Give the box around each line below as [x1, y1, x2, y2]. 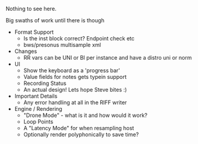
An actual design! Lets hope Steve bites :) [23, 86, 127, 93]
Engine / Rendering [14, 105, 63, 112]
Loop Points [23, 118, 54, 125]
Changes [14, 48, 37, 55]
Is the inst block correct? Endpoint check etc [23, 35, 135, 42]
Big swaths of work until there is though [5, 17, 105, 23]
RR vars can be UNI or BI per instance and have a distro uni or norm [23, 54, 192, 61]
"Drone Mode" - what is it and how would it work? [23, 111, 148, 119]
